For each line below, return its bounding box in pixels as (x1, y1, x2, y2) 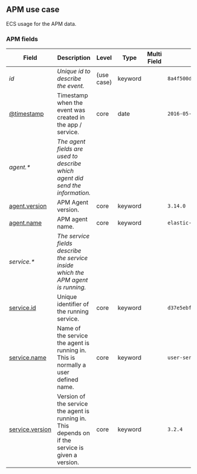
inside (57, 261, 74, 270)
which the (57, 269, 84, 277)
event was (57, 106, 86, 114)
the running (57, 308, 89, 316)
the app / (57, 121, 82, 129)
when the (57, 99, 83, 107)
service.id (9, 304, 36, 312)
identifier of (57, 300, 89, 308)
